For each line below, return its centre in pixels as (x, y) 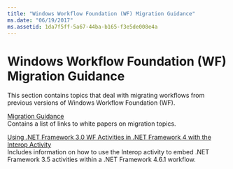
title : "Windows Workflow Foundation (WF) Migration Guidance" (101, 14)
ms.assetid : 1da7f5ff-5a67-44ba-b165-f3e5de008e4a (83, 27)
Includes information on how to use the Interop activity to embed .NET (108, 152)
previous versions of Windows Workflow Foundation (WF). (91, 103)
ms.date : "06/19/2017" (40, 20)
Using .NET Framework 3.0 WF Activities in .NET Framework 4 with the (110, 138)
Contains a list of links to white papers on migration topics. (92, 124)
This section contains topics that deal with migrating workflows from (106, 96)
